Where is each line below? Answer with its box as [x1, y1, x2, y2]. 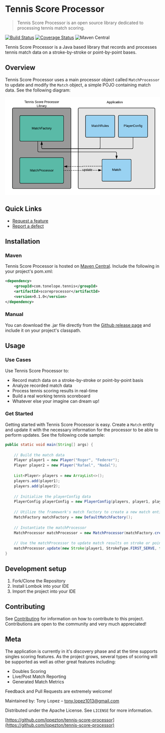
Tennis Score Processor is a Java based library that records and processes [5, 44, 157, 50]
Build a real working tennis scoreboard [12, 393, 91, 399]
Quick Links [5, 205, 42, 213]
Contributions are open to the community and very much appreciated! [5, 621, 146, 627]
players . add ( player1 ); [14, 478, 60, 483]
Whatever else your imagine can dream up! [12, 398, 100, 404]
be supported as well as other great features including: [5, 659, 116, 665]
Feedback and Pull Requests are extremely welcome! [5, 688, 112, 694]
